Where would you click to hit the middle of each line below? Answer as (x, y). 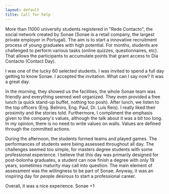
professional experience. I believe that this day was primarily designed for (82, 155)
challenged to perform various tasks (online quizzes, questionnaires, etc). (82, 50)
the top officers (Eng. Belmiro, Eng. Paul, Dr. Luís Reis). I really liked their (80, 107)
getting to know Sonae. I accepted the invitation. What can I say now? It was (84, 76)
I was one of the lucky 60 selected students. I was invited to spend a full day (85, 71)
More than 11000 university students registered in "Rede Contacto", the (79, 29)
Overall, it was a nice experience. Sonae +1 (50, 186)
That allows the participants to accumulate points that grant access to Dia (82, 55)
